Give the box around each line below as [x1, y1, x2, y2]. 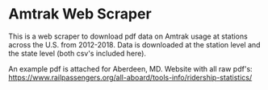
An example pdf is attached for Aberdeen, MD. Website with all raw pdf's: [8, 63, 253, 73]
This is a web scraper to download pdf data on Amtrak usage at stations [8, 31, 248, 41]
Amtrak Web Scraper [8, 5, 152, 23]
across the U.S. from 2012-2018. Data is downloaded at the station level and [8, 39, 261, 49]
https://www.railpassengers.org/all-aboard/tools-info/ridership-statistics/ [8, 72, 253, 82]
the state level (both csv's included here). [8, 48, 147, 58]
